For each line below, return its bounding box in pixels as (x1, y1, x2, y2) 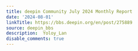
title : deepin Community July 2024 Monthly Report (6, 8, 133, 15)
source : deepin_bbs (6, 25, 54, 31)
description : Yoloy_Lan (6, 30, 67, 36)
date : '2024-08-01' (6, 14, 54, 20)
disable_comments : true (6, 36, 65, 42)
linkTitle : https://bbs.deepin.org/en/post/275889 (6, 19, 133, 25)
